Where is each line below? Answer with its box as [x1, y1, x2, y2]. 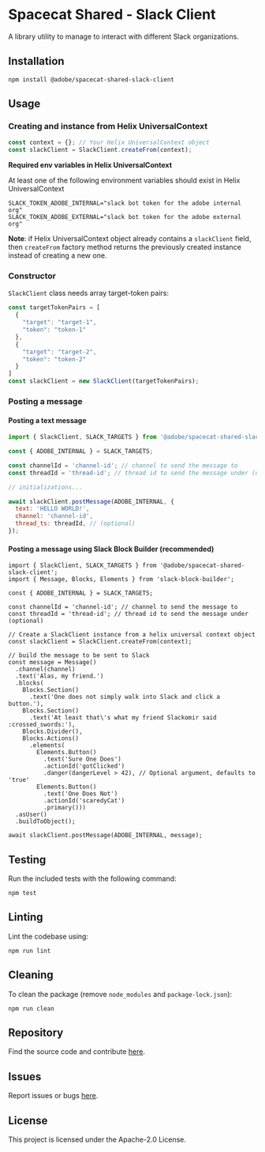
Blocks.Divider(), [22, 727, 83, 736]
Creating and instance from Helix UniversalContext [8, 121, 207, 132]
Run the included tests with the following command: [8, 874, 177, 883]
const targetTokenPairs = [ [8, 304, 101, 312]
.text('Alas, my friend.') [15, 672, 104, 681]
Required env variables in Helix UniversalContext [8, 161, 172, 170]
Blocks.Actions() [22, 735, 80, 742]
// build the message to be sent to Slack [8, 652, 150, 659]
